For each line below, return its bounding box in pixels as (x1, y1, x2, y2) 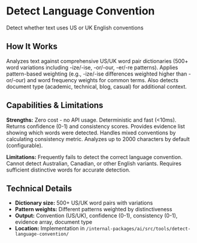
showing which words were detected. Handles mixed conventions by (6, 129, 176, 136)
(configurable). (6, 142, 43, 149)
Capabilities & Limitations (6, 100, 104, 110)
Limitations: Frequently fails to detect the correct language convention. (6, 153, 183, 160)
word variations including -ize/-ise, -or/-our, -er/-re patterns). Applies (6, 64, 178, 71)
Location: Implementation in (14, 225, 85, 232)
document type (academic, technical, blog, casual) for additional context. (6, 83, 187, 90)
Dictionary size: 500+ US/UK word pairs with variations (14, 199, 153, 206)
